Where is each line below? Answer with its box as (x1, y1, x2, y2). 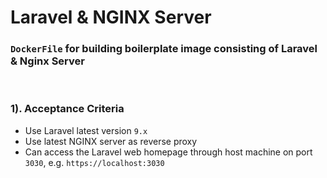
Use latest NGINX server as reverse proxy (24, 135, 198, 147)
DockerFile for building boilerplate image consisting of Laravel (10, 42, 318, 56)
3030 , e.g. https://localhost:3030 (24, 156, 165, 168)
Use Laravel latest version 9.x (24, 124, 148, 136)
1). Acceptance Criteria (10, 102, 125, 116)
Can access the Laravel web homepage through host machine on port (24, 146, 313, 158)
